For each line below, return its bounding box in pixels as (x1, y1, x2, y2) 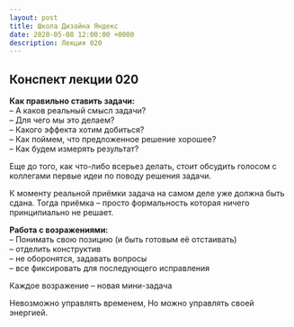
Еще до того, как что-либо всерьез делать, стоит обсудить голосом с (9, 161, 277, 172)
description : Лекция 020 (9, 38, 102, 48)
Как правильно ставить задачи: (9, 95, 135, 106)
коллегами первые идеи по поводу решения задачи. (9, 170, 212, 181)
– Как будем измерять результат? (9, 143, 139, 154)
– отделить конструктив (9, 244, 102, 255)
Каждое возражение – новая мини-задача (9, 280, 173, 291)
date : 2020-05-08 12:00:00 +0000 (9, 30, 135, 39)
